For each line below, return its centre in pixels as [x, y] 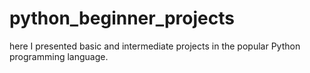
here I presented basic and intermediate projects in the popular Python [155, 46]
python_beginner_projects [122, 18]
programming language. [59, 56]
